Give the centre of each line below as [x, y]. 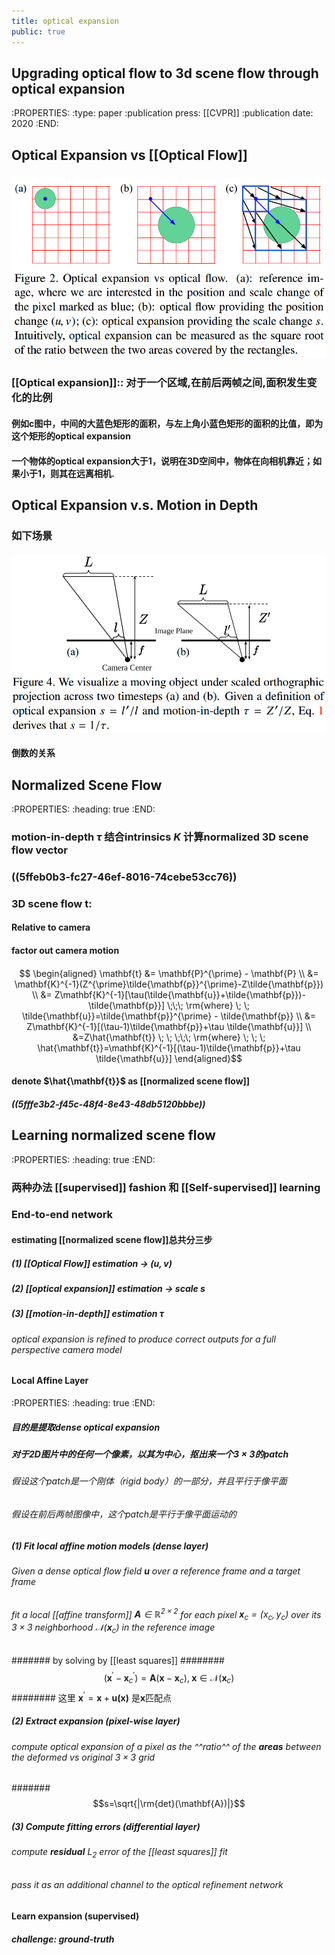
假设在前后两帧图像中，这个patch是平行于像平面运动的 [124, 1514]
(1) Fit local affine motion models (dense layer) [110, 1546]
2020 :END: [35, 124]
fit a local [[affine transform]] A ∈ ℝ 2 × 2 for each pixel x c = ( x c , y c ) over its [166, 1614]
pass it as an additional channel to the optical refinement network [147, 1885]
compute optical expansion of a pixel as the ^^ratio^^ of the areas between [166, 1746]
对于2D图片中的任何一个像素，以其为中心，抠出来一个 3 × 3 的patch [150, 1454]
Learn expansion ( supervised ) [75, 1916]
